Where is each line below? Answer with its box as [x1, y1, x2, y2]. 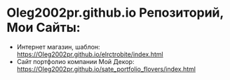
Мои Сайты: [6, 19, 81, 35]
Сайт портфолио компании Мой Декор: [16, 57, 135, 65]
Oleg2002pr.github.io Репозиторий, [6, 5, 224, 21]
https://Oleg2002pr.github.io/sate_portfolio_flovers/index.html [16, 65, 196, 73]
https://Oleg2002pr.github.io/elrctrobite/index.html [16, 50, 163, 58]
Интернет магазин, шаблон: [16, 42, 100, 51]
